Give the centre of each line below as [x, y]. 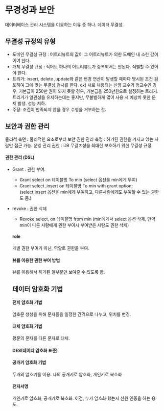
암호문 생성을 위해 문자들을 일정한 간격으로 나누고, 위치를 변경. [71, 314]
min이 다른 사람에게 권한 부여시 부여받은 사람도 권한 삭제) [74, 225]
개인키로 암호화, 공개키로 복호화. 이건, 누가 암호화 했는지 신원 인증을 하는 [81, 398]
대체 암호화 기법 [27, 326]
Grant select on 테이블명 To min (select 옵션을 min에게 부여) [78, 180]
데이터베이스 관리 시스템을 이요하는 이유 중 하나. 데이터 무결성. [64, 25]
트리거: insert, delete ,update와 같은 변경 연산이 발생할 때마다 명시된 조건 [82, 78]
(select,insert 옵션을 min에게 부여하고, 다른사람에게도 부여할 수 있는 [85, 192]
